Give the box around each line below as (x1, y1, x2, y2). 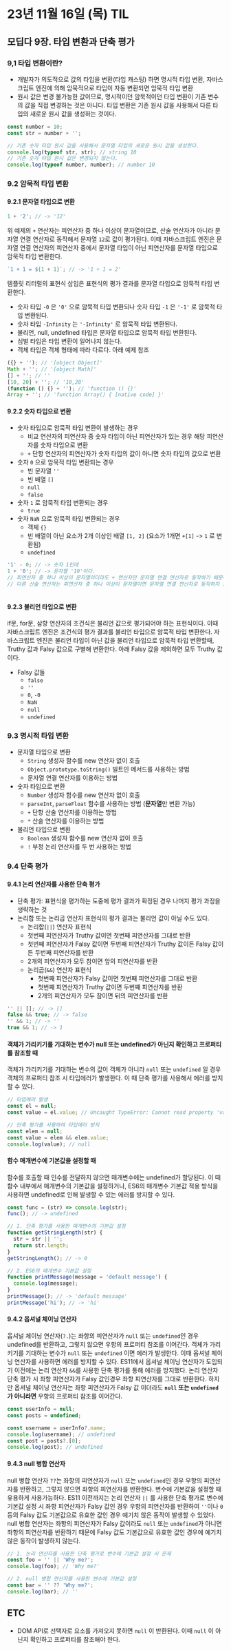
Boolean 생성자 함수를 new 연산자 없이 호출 (27, 834, 144, 843)
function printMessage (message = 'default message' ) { (7, 1274, 168, 1281)
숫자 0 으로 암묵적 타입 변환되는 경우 (16, 458, 114, 466)
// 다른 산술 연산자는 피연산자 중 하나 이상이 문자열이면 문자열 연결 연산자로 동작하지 (7, 581, 220, 588)
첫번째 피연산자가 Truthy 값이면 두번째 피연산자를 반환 (37, 982, 183, 991)
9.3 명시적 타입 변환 (7, 731, 69, 741)
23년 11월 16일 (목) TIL (7, 6, 129, 22)
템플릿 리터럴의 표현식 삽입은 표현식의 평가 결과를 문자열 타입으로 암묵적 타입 (7, 280, 213, 287)
